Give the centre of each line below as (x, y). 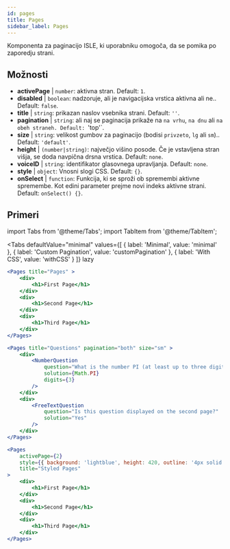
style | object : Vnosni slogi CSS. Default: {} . (79, 172)
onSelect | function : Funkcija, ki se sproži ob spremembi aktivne (108, 178)
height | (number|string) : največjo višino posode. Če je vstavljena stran (118, 150)
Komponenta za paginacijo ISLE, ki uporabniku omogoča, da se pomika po (112, 46)
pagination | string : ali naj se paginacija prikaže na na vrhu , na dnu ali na (120, 120)
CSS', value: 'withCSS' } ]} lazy (51, 259)
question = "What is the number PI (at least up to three (125, 367)
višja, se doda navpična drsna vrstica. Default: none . (90, 157)
